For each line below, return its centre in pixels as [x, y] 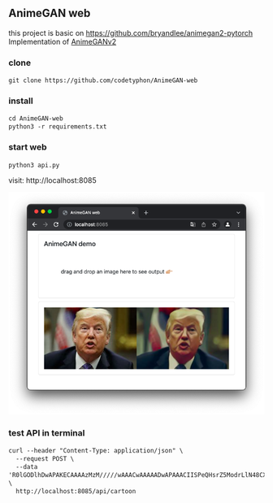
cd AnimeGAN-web [36, 119]
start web [28, 147]
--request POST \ [45, 459]
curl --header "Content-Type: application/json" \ [96, 451]
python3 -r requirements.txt [58, 127]
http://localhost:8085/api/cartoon [76, 492]
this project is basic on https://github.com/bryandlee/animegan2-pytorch [131, 33]
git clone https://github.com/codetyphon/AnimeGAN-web [103, 80]
